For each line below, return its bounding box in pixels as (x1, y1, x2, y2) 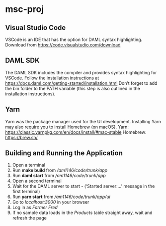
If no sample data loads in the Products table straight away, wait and (12, 210, 153, 216)
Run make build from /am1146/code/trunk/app (12, 167, 108, 173)
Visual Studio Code (5, 23, 66, 32)
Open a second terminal (12, 178, 62, 184)
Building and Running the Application (5, 149, 123, 158)
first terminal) (12, 189, 40, 195)
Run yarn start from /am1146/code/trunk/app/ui (12, 194, 110, 200)
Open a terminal (12, 162, 46, 168)
